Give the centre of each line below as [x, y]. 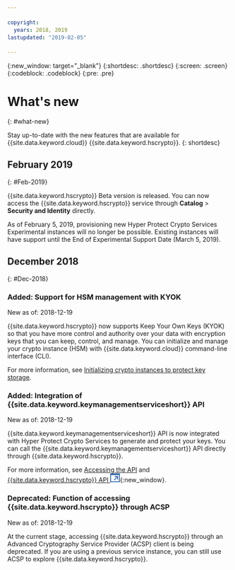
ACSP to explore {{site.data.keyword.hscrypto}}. [78, 559]
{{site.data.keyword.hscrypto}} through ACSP [89, 507]
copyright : [23, 22]
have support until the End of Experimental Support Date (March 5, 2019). [114, 239]
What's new [43, 102]
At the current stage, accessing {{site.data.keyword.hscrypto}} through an [115, 536]
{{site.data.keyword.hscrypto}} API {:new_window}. [87, 480]
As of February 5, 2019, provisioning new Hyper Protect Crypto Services [112, 224]
